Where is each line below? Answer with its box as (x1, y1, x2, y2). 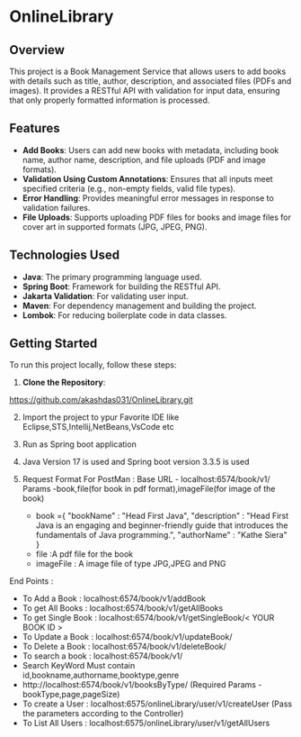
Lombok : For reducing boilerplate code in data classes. (22, 309, 227, 321)
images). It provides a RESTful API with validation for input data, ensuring (9, 86, 280, 96)
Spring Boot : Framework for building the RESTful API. (22, 281, 221, 292)
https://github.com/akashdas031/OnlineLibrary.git (9, 395, 193, 405)
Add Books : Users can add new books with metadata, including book (22, 144, 279, 155)
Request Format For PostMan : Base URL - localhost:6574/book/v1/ (22, 474, 271, 485)
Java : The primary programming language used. (22, 271, 202, 282)
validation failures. (22, 202, 91, 213)
